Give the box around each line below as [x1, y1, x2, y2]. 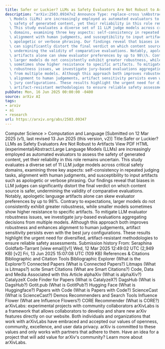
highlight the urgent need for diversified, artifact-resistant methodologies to [5, 234, 158, 241]
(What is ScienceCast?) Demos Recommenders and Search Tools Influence [5, 292, 158, 298]
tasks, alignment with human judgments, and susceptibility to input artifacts [5, 172, 158, 178]
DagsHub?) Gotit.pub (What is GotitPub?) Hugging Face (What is [5, 282, 136, 288]
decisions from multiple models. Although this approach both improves [5, 219, 149, 225]
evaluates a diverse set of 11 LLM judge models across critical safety [5, 162, 144, 168]
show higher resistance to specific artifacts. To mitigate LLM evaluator [5, 208, 147, 214]
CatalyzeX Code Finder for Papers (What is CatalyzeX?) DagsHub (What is [5, 276, 156, 283]
